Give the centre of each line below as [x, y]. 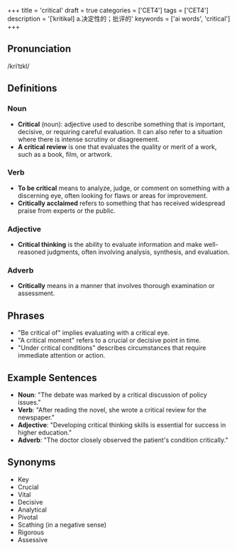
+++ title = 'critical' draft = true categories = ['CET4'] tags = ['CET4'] [108, 10]
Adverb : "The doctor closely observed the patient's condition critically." [123, 440]
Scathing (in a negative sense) [62, 524]
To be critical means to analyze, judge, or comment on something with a [123, 188]
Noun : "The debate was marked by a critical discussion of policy [112, 395]
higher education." [45, 433]
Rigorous [31, 532]
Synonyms [32, 462]
